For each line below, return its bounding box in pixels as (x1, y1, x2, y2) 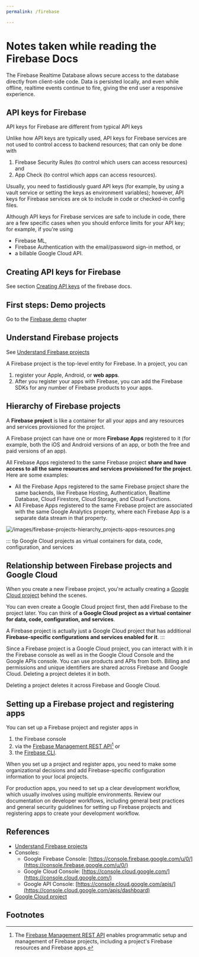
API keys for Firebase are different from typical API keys (6, 123, 143, 130)
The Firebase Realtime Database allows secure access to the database (6, 72, 179, 79)
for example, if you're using (6, 226, 73, 233)
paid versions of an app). (6, 447, 67, 454)
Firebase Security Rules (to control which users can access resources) (14, 159, 188, 166)
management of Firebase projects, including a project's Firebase (14, 937, 173, 945)
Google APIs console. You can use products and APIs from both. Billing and (6, 658, 190, 665)
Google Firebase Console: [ (23, 855, 91, 862)
